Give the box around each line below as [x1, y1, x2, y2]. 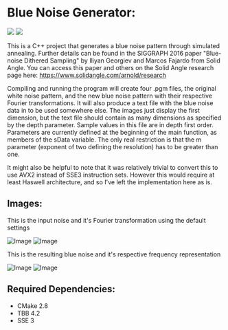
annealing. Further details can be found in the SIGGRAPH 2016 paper [7, 49, 202, 57]
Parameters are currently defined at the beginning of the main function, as [7, 128, 218, 136]
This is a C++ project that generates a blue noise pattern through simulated [7, 41, 220, 49]
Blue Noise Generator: [7, 5, 136, 21]
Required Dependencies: [7, 283, 115, 295]
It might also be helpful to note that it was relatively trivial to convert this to [7, 163, 218, 171]
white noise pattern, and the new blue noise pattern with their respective [7, 91, 213, 100]
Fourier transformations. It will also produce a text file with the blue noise [7, 98, 214, 107]
